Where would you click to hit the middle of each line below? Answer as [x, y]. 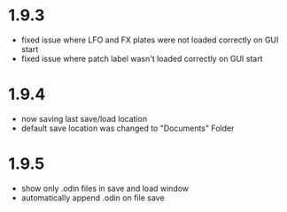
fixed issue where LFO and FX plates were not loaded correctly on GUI [150, 40]
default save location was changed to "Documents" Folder [128, 128]
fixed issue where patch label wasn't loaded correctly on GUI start [142, 58]
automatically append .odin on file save [93, 197]
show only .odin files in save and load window [105, 188]
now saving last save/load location [84, 118]
